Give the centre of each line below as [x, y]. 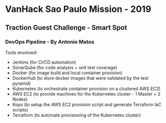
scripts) [20, 110]
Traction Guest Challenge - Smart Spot [66, 28]
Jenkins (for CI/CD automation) [44, 62]
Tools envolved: [21, 52]
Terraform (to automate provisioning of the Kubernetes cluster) [77, 115]
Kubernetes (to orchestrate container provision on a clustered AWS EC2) [86, 89]
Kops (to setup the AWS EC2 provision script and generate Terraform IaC [87, 104]
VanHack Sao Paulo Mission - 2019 [78, 9]
